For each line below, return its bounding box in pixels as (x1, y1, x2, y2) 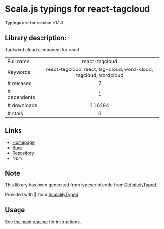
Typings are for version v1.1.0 (5, 20, 63, 25)
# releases (7, 80, 32, 87)
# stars (7, 110, 23, 116)
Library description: (5, 34, 67, 42)
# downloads (7, 102, 38, 109)
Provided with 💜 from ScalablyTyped (5, 192, 79, 198)
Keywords (7, 69, 31, 75)
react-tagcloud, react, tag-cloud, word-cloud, (46, 66, 153, 72)
